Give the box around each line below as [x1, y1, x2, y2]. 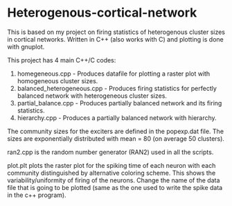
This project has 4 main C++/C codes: [7, 55, 116, 64]
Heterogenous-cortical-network [7, 5, 197, 21]
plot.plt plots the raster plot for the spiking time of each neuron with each [7, 161, 216, 169]
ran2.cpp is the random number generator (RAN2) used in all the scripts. [7, 148, 214, 156]
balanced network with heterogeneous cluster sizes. [17, 92, 168, 100]
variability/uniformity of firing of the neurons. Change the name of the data [7, 175, 220, 184]
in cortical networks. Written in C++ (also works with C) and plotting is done [7, 35, 224, 43]
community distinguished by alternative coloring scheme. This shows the [7, 169, 216, 177]
